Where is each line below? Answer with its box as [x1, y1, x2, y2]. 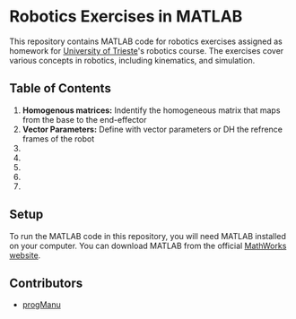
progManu [22, 299, 61, 310]
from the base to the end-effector [22, 114, 147, 125]
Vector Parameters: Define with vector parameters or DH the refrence [22, 124, 283, 134]
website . [9, 249, 41, 261]
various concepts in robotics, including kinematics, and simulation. [9, 55, 256, 65]
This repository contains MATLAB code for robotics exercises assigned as [9, 36, 283, 47]
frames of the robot [22, 133, 95, 144]
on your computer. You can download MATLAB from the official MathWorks [9, 240, 287, 251]
